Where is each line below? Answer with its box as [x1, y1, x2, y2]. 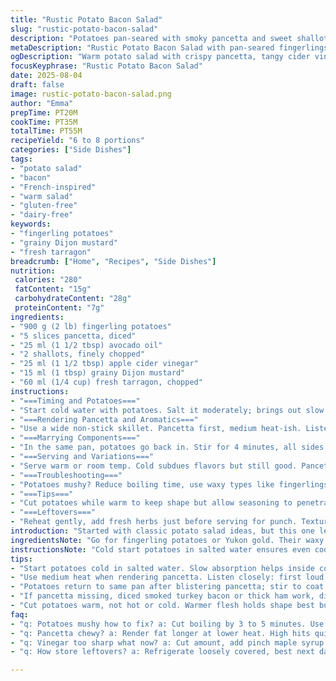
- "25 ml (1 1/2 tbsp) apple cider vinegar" [10, 359, 199, 369]
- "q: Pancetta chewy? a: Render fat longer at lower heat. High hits [10, 628, 311, 638]
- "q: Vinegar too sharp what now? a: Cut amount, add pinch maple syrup [10, 637, 325, 648]
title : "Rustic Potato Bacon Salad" [10, 14, 163, 25]
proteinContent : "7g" [14, 303, 105, 313]
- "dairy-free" [10, 210, 74, 220]
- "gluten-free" [10, 201, 78, 211]
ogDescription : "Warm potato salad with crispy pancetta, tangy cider [10, 52, 311, 62]
